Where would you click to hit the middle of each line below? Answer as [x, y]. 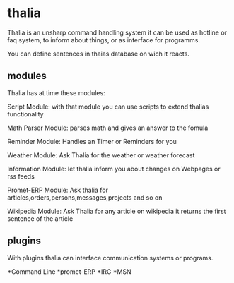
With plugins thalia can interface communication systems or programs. [110, 258]
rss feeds [21, 176]
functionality [25, 114]
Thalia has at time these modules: [56, 92]
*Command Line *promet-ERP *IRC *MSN [70, 271]
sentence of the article [40, 218]
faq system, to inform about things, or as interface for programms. [104, 40]
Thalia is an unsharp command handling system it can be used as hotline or [117, 32]
